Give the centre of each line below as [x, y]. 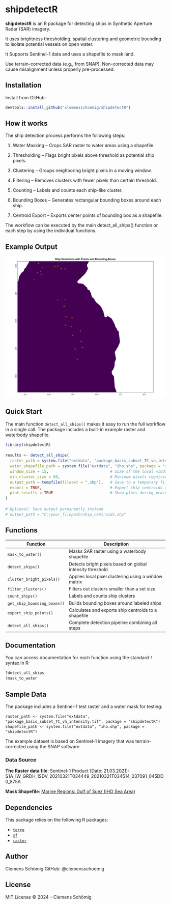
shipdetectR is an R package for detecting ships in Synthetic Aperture [79, 23]
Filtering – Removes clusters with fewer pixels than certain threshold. [85, 180]
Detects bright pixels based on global [108, 564]
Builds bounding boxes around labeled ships [115, 603]
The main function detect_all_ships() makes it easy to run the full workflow [85, 424]
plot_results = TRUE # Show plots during [82, 493]
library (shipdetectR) [28, 445]
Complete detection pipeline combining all [113, 623]
